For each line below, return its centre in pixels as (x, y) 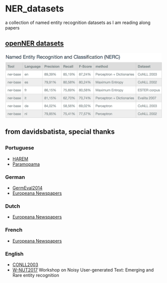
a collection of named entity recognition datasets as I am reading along (78, 22)
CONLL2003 (25, 265)
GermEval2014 (27, 188)
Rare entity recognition (36, 275)
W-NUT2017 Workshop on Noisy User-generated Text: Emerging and (83, 270)
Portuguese (20, 148)
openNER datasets (35, 44)
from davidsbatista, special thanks (60, 132)
